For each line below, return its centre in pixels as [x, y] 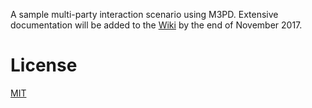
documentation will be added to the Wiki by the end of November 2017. [156, 25]
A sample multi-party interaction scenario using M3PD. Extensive [144, 14]
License [44, 65]
